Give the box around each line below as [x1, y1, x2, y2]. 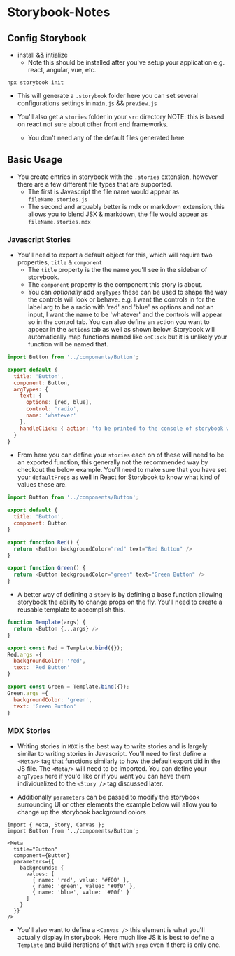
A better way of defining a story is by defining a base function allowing [17, 591, 222, 599]
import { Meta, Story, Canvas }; [7, 821, 105, 828]
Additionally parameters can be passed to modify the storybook [17, 793, 200, 801]
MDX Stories [7, 726, 51, 736]
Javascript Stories [7, 234, 71, 244]
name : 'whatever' [25, 412, 77, 419]
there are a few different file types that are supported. [17, 180, 173, 188]
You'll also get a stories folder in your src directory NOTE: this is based [17, 113, 225, 121]
